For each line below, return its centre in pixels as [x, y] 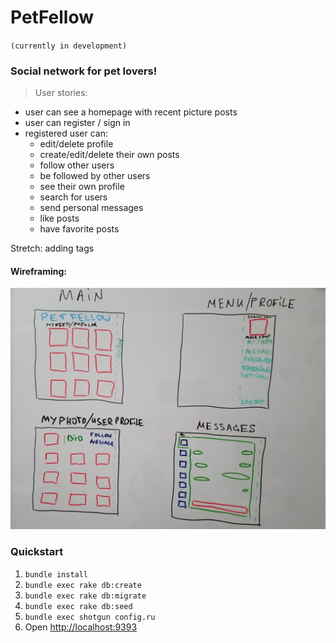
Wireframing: [39, 271]
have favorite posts [79, 229]
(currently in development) [69, 46]
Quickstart [37, 552]
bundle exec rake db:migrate [85, 596]
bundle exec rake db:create [83, 585]
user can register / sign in [77, 123]
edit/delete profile [76, 144]
